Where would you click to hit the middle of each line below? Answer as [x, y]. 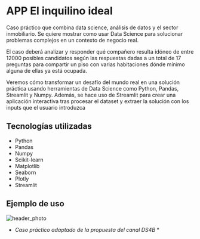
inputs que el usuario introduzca [46, 107]
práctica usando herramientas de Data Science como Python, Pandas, [93, 88]
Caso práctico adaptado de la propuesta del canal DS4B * [87, 229]
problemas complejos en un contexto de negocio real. [73, 40]
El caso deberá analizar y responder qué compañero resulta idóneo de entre [100, 51]
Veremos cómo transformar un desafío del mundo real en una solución [93, 82]
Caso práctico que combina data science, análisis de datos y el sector [92, 27]
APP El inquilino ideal [60, 11]
